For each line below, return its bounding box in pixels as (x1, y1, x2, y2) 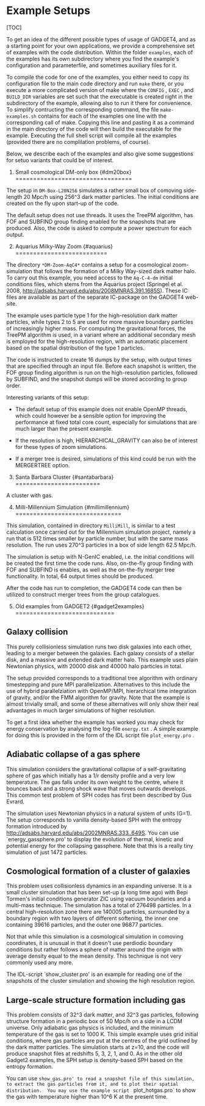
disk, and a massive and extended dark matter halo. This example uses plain (6, 656, 198, 663)
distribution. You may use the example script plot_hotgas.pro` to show (6, 1086, 196, 1094)
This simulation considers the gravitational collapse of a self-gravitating (6, 765, 186, 772)
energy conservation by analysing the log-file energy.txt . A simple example (6, 725, 198, 732)
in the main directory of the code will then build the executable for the (6, 125, 182, 132)
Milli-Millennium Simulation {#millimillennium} (15, 503, 130, 511)
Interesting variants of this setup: (6, 393, 90, 401)
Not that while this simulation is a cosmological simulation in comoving (6, 933, 184, 940)
